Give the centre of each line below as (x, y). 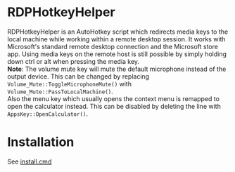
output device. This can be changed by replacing (78, 76)
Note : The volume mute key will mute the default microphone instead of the (117, 69)
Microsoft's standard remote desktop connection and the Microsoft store (113, 46)
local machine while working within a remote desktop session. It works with (117, 39)
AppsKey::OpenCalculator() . (48, 114)
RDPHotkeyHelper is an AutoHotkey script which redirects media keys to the (118, 32)
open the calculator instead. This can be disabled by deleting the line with (114, 106)
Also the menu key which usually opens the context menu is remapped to (114, 98)
